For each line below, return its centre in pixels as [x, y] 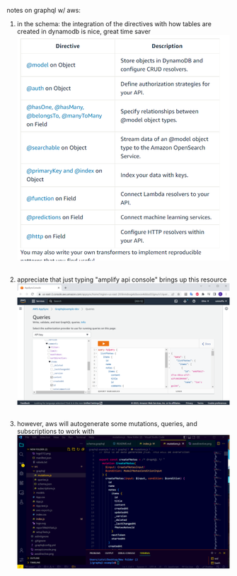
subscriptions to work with [56, 432]
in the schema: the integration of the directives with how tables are [114, 24]
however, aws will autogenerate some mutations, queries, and [107, 424]
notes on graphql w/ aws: [44, 10]
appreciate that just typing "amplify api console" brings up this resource [122, 280]
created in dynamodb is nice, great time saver [84, 31]
